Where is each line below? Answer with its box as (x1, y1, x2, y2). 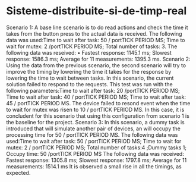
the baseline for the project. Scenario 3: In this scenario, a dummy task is (6, 118, 185, 125)
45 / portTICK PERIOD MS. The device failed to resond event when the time (6, 99, 191, 106)
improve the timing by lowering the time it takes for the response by (6, 68, 172, 75)
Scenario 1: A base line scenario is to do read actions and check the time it (6, 24, 188, 31)
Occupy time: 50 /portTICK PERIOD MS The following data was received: (6, 150, 184, 157)
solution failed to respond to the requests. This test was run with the (6, 80, 173, 87)
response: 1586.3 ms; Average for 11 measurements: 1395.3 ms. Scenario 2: (6, 55, 191, 62)
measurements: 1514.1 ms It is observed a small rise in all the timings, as (6, 162, 182, 170)
